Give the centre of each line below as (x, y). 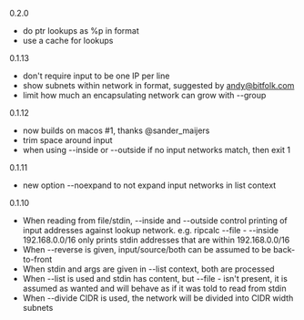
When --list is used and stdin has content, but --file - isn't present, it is (155, 279)
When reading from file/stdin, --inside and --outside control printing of (155, 221)
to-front (37, 259)
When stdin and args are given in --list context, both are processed (148, 269)
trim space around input (67, 140)
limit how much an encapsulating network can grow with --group (144, 95)
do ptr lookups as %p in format (81, 31)
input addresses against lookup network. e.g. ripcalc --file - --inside (151, 230)
